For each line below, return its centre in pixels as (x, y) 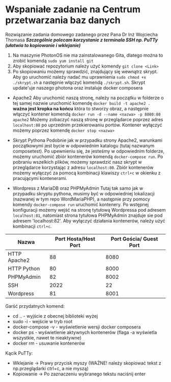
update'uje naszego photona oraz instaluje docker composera (78, 87)
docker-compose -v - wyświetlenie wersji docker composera (77, 327)
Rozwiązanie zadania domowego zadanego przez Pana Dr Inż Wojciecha (81, 34)
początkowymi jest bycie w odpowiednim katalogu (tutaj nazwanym (83, 145)
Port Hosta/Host (75, 239)
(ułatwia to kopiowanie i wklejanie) (43, 45)
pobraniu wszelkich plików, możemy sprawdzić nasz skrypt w (77, 162)
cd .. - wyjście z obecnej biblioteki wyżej (55, 316)
